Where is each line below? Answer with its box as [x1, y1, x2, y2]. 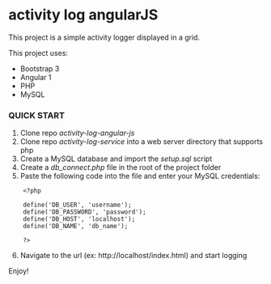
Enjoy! [8, 266, 30, 276]
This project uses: [8, 48, 69, 57]
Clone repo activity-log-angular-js [19, 128, 135, 138]
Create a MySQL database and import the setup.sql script [19, 154, 213, 163]
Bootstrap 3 [19, 63, 60, 74]
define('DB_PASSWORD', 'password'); [23, 208, 147, 216]
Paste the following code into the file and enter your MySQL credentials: [19, 172, 260, 181]
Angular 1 [19, 72, 52, 82]
